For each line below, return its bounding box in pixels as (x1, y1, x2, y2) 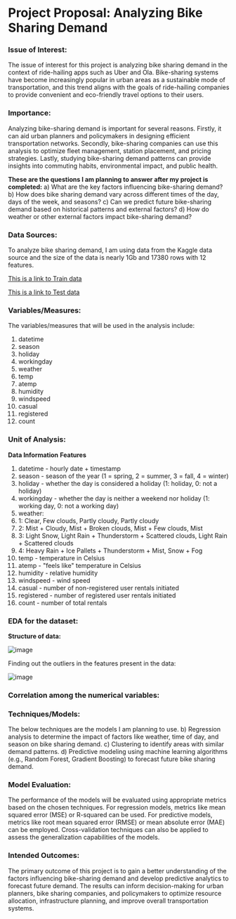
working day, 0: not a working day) (18, 501, 119, 510)
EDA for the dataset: (8, 616, 79, 626)
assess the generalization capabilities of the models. (8, 833, 160, 842)
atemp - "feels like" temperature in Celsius (18, 561, 141, 569)
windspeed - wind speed (18, 576, 91, 584)
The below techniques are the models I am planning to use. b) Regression (8, 725, 221, 734)
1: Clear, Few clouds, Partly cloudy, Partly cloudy (18, 516, 159, 524)
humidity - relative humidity (18, 569, 98, 577)
